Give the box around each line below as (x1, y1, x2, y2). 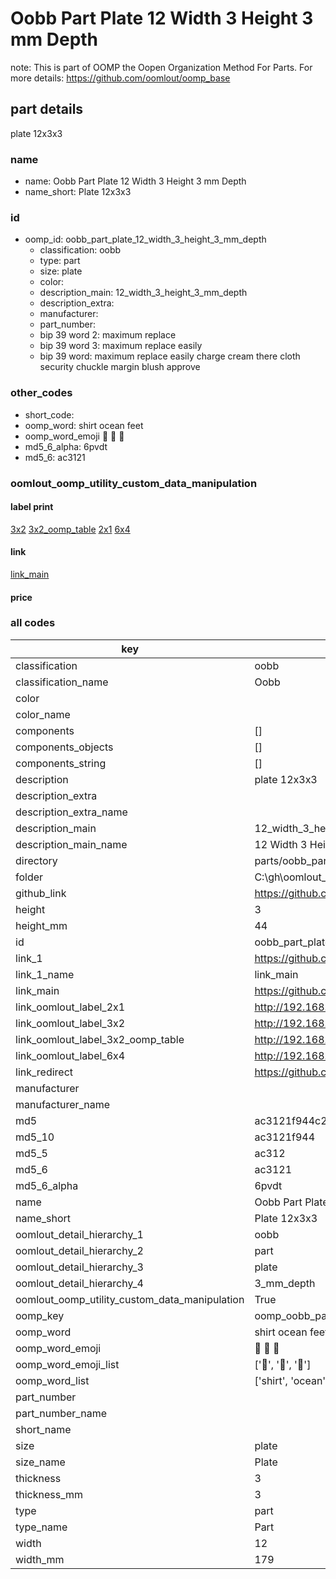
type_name (15, 1520, 68, 1534)
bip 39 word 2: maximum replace (39, 329, 177, 341)
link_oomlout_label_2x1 (15, 1000, 126, 1014)
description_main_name (15, 837, 128, 851)
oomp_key (15, 1308, 65, 1322)
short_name (15, 1422, 72, 1436)
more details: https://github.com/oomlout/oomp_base (10, 72, 231, 84)
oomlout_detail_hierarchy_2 (15, 1243, 144, 1257)
